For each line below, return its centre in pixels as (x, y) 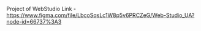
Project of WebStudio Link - (41, 9)
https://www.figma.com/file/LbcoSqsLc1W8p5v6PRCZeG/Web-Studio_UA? (100, 15)
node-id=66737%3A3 (34, 22)
